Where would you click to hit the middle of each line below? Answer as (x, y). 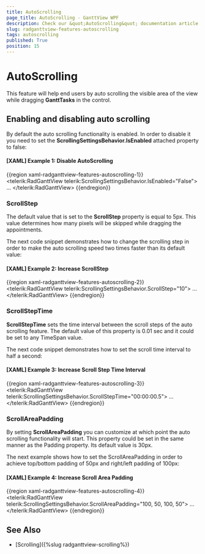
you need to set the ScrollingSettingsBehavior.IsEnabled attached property (102, 140)
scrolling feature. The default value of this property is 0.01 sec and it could (100, 331)
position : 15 (23, 47)
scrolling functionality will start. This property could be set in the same (95, 439)
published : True (27, 40)
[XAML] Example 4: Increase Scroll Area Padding (70, 477)
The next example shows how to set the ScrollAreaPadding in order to (94, 457)
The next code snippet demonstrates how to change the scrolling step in (98, 242)
